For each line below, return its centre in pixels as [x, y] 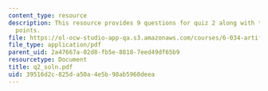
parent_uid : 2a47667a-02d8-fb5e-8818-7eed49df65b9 [94, 52]
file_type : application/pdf [55, 45]
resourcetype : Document [48, 60]
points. [28, 30]
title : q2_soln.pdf [41, 67]
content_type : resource [48, 15]
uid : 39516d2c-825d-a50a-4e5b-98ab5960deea [82, 74]
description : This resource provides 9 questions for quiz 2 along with [132, 23]
